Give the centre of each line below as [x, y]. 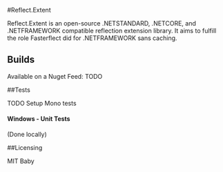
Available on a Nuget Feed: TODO [55, 76]
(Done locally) [27, 135]
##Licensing [25, 148]
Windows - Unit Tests [39, 119]
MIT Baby [21, 161]
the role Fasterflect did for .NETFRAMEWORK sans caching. [92, 38]
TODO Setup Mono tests [42, 103]
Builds [21, 60]
